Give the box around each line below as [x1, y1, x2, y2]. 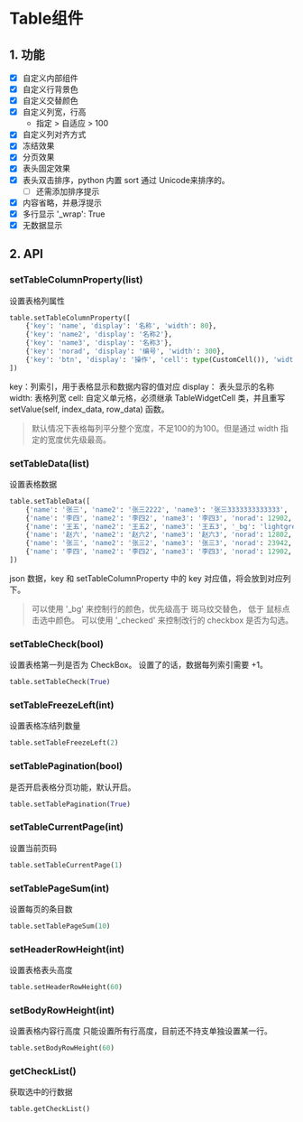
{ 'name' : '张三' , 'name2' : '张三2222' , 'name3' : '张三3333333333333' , [25, 505, 289, 515]
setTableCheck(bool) [9, 637, 104, 650]
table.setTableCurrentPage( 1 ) [9, 860, 124, 869]
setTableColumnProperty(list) [9, 274, 143, 286]
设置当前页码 [9, 842, 57, 853]
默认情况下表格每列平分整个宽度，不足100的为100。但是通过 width [31, 422, 279, 433]
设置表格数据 [9, 478, 57, 489]
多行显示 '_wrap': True [22, 209, 106, 219]
